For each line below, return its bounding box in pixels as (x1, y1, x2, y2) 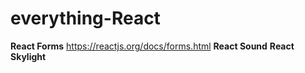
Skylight (10, 50, 47, 62)
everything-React (10, 7, 161, 30)
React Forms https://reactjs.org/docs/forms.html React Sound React (10, 40, 295, 52)
